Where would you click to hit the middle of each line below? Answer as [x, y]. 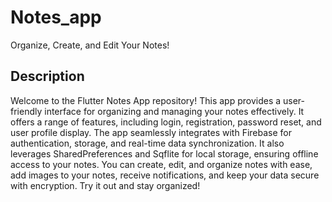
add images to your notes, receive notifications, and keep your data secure [165, 175]
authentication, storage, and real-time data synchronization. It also [147, 143]
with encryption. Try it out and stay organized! [105, 185]
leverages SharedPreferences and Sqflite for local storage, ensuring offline [164, 153]
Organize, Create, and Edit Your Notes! [90, 45]
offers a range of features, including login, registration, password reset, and [166, 122]
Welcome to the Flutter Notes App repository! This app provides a [146, 100]
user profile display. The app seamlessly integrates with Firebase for [151, 132]
